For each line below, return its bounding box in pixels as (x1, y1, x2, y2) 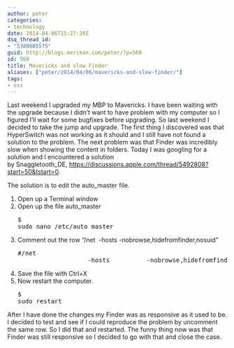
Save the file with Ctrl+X (17, 270, 87, 278)
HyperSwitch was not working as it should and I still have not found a (7, 131, 206, 139)
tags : (7, 75, 23, 82)
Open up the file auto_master (17, 202, 101, 210)
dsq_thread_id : (7, 36, 52, 43)
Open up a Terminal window (17, 195, 99, 203)
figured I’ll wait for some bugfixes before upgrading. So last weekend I (7, 116, 210, 124)
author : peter (7, 10, 49, 17)
